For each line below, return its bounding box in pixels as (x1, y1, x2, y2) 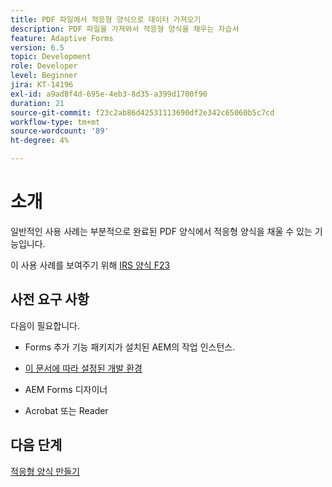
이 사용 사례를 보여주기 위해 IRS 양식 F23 (10, 259, 171, 271)
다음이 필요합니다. (10, 319, 81, 331)
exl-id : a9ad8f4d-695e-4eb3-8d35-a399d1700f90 (10, 89, 208, 99)
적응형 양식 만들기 (10, 465, 80, 477)
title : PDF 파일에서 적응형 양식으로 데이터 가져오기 (10, 14, 202, 25)
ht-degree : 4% (10, 136, 70, 146)
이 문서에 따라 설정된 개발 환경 (24, 362, 143, 374)
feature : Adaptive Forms (10, 33, 114, 43)
